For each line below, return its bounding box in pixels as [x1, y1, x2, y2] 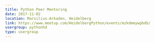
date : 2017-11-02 [5, 12, 41, 16]
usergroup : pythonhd [5, 25, 48, 30]
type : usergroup [5, 29, 38, 34]
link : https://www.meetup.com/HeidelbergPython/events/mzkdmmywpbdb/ [5, 20, 151, 26]
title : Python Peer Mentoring [5, 7, 67, 12]
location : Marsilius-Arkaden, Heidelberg [5, 16, 92, 21]
